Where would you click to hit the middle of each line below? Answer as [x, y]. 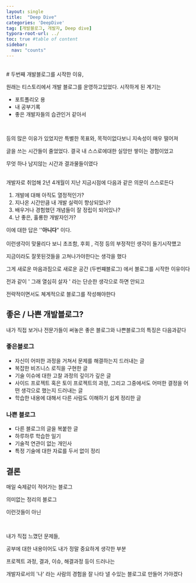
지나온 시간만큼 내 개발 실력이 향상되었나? [63, 202]
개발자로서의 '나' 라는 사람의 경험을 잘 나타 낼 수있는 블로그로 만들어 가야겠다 [94, 574]
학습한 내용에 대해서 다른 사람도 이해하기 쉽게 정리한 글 [78, 397]
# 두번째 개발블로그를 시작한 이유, [45, 74]
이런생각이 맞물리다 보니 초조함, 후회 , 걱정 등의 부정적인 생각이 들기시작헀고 [94, 243]
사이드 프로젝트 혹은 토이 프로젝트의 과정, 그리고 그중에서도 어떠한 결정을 [98, 383]
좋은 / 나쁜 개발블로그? [45, 315]
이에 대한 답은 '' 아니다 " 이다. [39, 230]
